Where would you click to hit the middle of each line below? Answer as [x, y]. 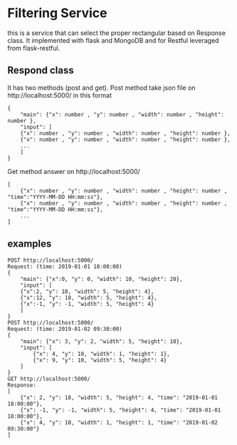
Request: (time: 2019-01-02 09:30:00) [65, 329]
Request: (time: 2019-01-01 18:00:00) [65, 266]
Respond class [41, 70]
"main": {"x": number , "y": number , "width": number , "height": [122, 114]
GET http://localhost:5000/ [49, 379]
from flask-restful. [34, 48]
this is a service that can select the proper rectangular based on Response [117, 33]
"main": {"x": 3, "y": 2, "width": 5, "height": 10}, [101, 341]
